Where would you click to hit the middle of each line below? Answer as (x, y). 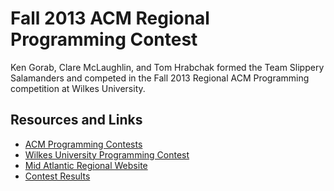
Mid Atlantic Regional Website (86, 165)
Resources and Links (76, 120)
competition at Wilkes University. (78, 88)
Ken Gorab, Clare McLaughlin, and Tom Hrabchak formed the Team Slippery (167, 67)
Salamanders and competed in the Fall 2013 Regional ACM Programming (160, 78)
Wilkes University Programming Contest (107, 154)
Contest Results (57, 176)
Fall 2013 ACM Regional (110, 18)
